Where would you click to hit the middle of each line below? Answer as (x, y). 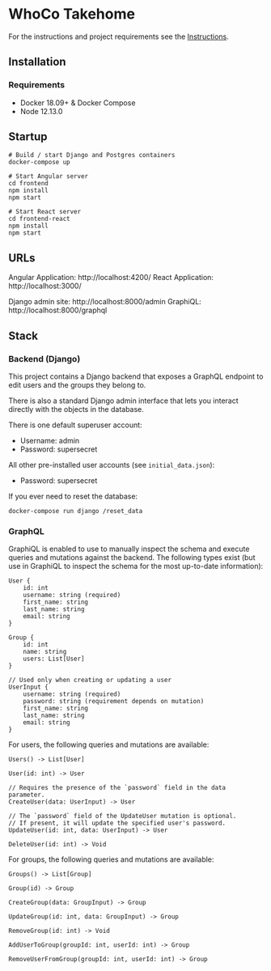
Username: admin (50, 440)
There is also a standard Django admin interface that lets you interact (123, 401)
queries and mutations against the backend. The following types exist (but (132, 558)
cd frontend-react (39, 219)
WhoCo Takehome (72, 14)
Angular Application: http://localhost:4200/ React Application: (111, 278)
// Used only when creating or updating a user (90, 681)
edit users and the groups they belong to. (77, 384)
